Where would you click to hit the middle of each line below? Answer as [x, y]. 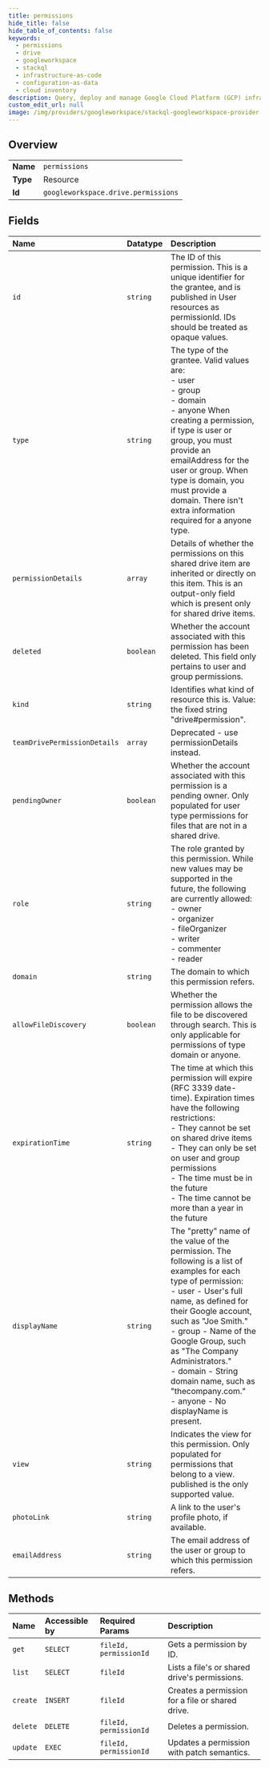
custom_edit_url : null [46, 105]
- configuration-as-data [57, 82]
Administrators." [201, 1360]
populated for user [205, 806]
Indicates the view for [211, 1434]
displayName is [199, 1411]
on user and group [205, 1158]
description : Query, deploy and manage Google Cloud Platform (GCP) [125, 98]
